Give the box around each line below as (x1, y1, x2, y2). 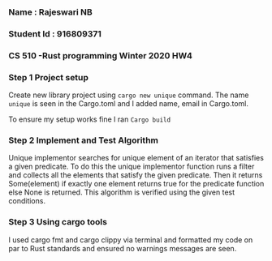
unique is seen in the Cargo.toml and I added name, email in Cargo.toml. (8, 99, 249, 109)
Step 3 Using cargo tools (8, 216, 108, 228)
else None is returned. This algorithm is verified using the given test (8, 187, 235, 197)
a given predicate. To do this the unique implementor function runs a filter (8, 161, 255, 172)
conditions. (8, 196, 46, 206)
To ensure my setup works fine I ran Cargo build (8, 114, 171, 124)
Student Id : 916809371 (8, 28, 101, 39)
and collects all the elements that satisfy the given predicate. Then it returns (8, 170, 263, 180)
